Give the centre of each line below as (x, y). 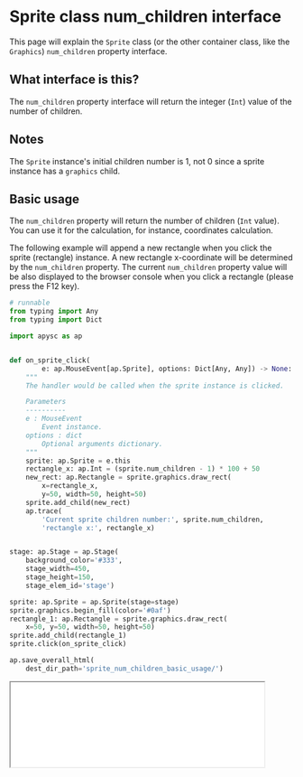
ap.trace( (44, 511)
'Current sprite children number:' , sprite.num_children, (153, 520)
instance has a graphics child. (65, 171)
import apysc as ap (46, 336)
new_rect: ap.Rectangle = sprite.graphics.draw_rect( (129, 477)
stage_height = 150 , (60, 577)
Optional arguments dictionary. (103, 444)
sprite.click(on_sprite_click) (68, 644)
